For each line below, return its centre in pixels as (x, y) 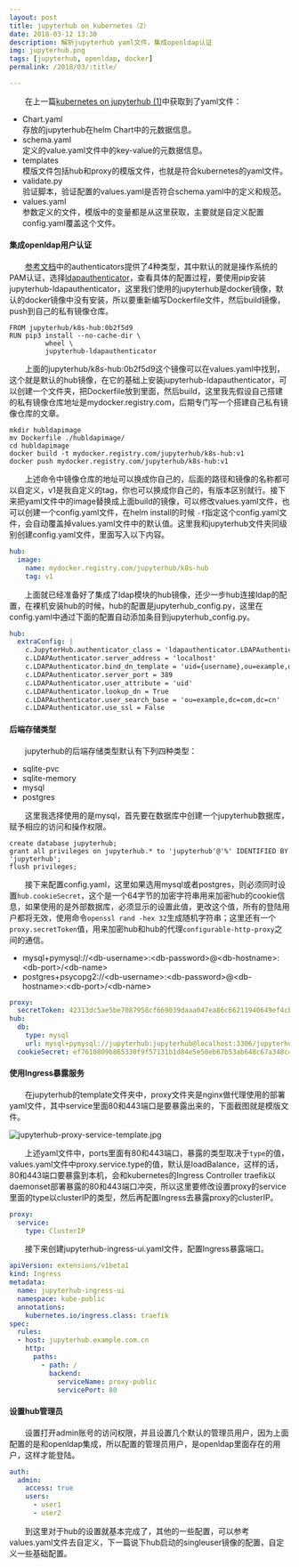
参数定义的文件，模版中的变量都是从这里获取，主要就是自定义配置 (143, 212)
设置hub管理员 (36, 1411)
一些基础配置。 (44, 1553)
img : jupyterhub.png (48, 51)
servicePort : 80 (87, 1390)
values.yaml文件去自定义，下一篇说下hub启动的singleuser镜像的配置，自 (143, 1542)
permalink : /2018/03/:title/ (63, 68)
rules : (29, 1332)
